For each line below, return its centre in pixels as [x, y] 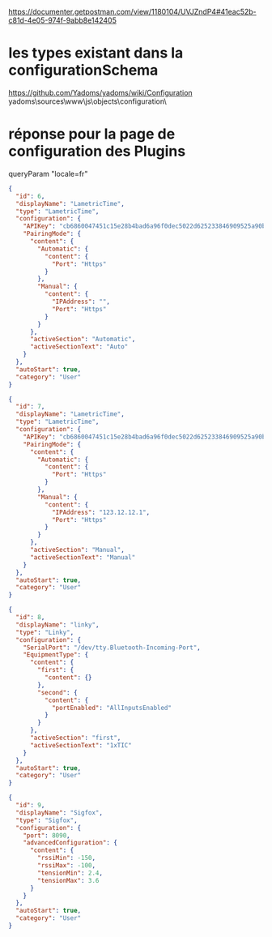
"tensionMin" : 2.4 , [70, 873]
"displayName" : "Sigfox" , [59, 813]
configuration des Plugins [97, 151]
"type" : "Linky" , [45, 632]
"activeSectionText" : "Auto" [79, 347]
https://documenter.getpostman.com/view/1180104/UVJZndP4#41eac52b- [132, 12]
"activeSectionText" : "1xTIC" [81, 745]
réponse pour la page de [92, 134]
